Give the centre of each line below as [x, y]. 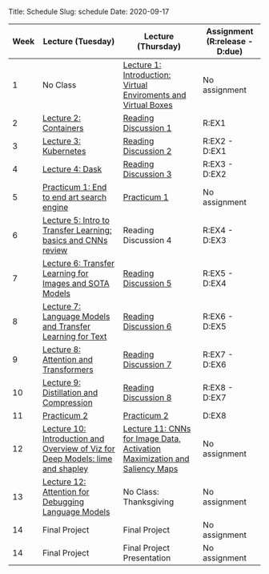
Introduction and [74, 439]
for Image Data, [152, 439]
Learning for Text [75, 336]
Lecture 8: [62, 350]
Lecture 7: [62, 306]
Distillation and [70, 392]
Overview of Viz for [79, 449]
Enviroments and [155, 95]
